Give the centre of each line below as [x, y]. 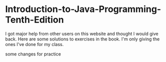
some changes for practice [33, 54]
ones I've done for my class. [34, 44]
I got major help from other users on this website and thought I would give [82, 33]
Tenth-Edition [35, 20]
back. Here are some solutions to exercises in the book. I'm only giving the [82, 39]
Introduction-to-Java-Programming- [83, 9]
